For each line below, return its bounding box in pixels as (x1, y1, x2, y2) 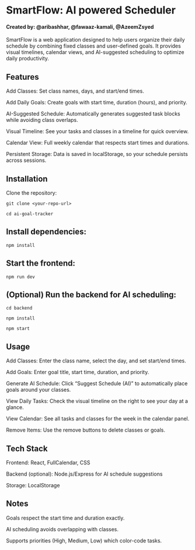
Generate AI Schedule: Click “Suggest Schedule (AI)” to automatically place (6, 380, 188, 387)
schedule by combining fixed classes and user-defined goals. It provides (6, 42, 181, 50)
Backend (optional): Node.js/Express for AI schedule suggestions (6, 470, 163, 478)
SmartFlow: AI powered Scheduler (6, 4, 176, 17)
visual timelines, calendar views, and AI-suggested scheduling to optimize (6, 49, 184, 56)
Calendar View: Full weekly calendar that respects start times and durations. (6, 139, 190, 147)
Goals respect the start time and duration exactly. (6, 514, 125, 521)
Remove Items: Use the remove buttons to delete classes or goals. (6, 426, 165, 434)
